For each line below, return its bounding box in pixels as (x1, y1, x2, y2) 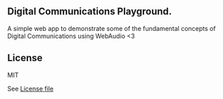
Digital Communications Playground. (7, 6, 172, 18)
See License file (7, 84, 54, 93)
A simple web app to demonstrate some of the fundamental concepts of (7, 24, 216, 32)
